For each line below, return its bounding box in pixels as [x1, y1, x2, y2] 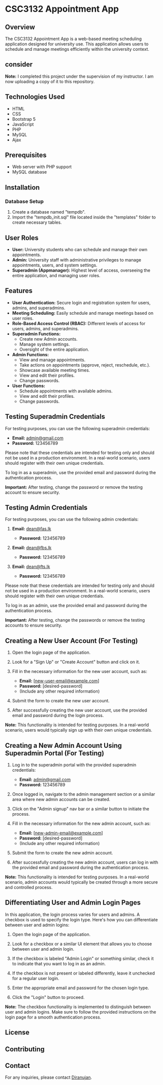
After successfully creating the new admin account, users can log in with [12, 859, 159, 865]
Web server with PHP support [12, 164, 72, 170]
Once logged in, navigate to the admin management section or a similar [12, 791, 156, 797]
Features [5, 287, 33, 295]
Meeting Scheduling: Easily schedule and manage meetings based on [12, 310, 154, 316]
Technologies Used [5, 93, 65, 101]
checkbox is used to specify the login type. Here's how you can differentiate [5, 916, 158, 922]
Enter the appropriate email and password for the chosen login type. [12, 985, 149, 991]
